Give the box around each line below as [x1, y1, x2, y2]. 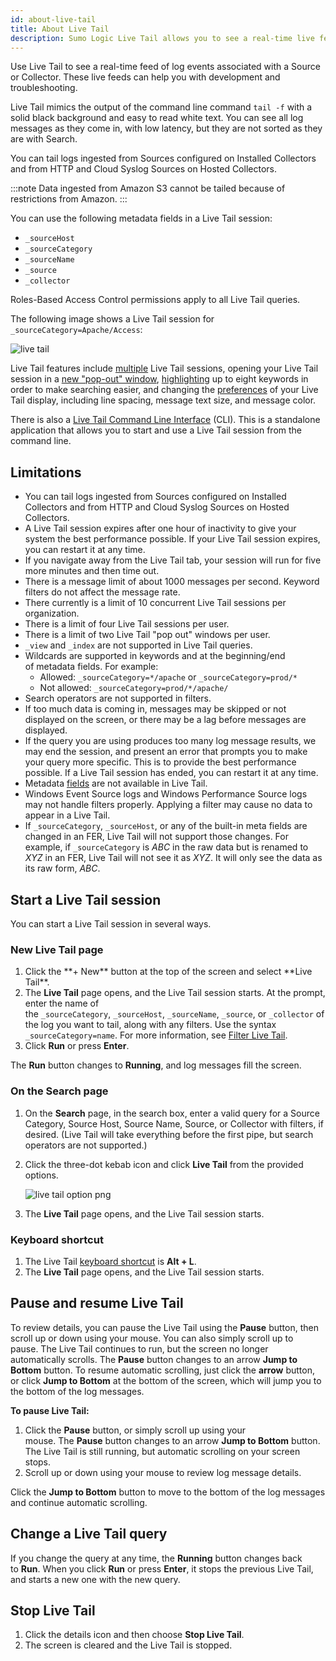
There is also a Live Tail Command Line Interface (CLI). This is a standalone [10, 414, 321, 426]
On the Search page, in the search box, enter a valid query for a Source [24, 1107, 320, 1119]
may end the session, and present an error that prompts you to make [24, 746, 308, 758]
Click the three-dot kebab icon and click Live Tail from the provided [24, 1158, 304, 1170]
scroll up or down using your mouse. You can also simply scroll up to [10, 1332, 294, 1344]
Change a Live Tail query [10, 1526, 168, 1543]
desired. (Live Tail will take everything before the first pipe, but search [24, 1128, 314, 1140]
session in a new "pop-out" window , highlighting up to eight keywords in [10, 373, 309, 385]
